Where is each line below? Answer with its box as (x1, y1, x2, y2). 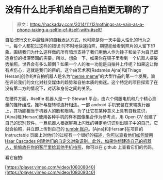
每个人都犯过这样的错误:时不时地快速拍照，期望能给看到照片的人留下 (13, 43, 151, 49)
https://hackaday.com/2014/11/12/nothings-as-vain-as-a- (30, 21, 145, 27)
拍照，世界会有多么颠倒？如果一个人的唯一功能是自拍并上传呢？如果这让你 (9, 61, 158, 67)
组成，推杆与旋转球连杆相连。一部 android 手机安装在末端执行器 (21, 101, 150, 107)
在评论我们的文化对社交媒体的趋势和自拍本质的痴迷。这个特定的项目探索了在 (5, 79, 158, 85)
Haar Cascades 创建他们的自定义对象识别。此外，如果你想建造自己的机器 (5, 138, 152, 144)
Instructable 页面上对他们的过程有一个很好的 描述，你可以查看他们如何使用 (5, 132, 154, 138)
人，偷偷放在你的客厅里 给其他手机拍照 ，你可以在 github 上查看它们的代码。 (5, 144, 156, 150)
